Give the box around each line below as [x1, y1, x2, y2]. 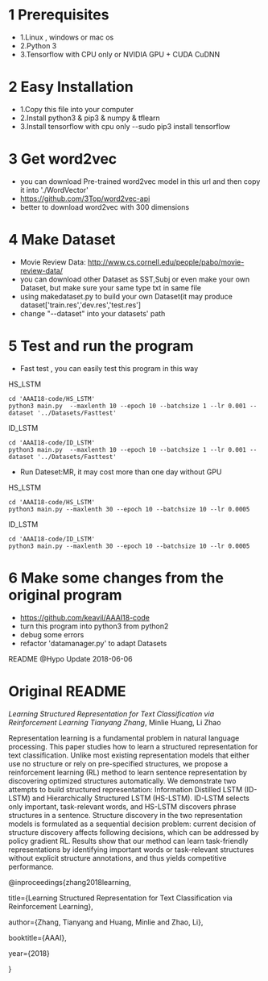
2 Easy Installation [8, 78, 134, 96]
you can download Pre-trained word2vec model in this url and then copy [19, 176, 261, 186]
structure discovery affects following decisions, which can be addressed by [8, 827, 259, 837]
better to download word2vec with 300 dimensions [19, 202, 190, 211]
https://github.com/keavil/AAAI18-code [19, 612, 150, 622]
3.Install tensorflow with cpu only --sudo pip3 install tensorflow [19, 121, 231, 131]
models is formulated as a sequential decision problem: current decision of [8, 819, 257, 829]
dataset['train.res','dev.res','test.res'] [19, 300, 142, 310]
